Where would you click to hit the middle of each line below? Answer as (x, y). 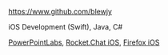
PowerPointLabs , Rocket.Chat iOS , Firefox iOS (84, 42)
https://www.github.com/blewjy (60, 12)
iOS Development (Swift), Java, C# (66, 27)
